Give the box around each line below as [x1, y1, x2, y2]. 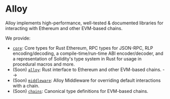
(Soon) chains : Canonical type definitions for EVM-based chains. [12, 88, 149, 94]
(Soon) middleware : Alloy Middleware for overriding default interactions [12, 77, 161, 83]
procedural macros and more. [12, 61, 75, 67]
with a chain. [12, 82, 40, 89]
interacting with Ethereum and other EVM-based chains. [5, 25, 123, 31]
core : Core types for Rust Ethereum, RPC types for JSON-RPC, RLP [12, 45, 153, 51]
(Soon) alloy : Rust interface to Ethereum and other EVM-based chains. [12, 67, 161, 73]
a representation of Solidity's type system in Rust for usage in [12, 55, 142, 61]
